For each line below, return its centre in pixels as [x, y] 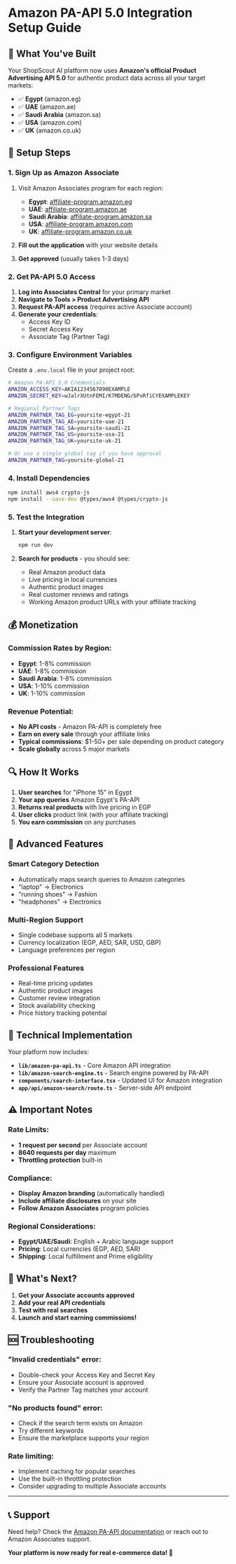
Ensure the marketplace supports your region [83, 1438]
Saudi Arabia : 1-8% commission [65, 678]
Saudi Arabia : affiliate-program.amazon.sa [90, 216]
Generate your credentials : [58, 314]
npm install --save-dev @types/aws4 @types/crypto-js [88, 499]
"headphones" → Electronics [60, 901]
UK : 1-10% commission [51, 693]
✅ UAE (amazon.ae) [47, 107]
